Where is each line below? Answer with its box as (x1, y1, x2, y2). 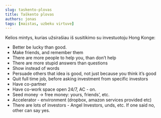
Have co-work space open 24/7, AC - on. (12, 86, 97, 92)
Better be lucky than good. (12, 44, 67, 50)
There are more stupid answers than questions (12, 60, 108, 66)
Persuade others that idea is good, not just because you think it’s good (12, 70, 157, 77)
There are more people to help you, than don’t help (12, 55, 116, 61)
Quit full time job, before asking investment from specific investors (12, 76, 149, 82)
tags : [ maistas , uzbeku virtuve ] (5, 21, 74, 26)
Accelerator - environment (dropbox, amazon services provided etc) (12, 97, 152, 103)
